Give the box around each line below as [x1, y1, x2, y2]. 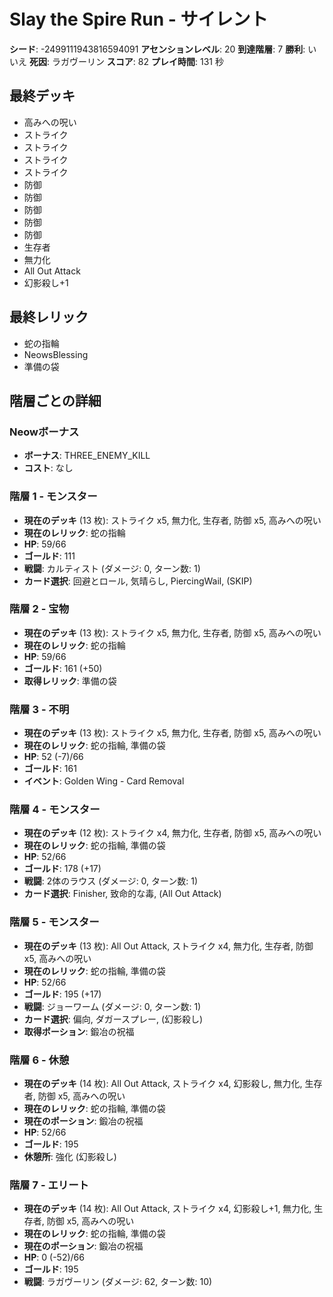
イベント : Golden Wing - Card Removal [23, 775, 185, 787]
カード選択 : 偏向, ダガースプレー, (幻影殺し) [23, 1013, 204, 1025]
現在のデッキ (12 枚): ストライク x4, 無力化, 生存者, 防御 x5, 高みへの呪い [23, 827, 322, 839]
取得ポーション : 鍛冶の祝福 [23, 1025, 135, 1037]
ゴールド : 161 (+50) [23, 662, 103, 674]
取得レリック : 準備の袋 [23, 675, 117, 687]
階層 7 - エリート [9, 1178, 89, 1192]
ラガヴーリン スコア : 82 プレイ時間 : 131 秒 [51, 55, 224, 67]
